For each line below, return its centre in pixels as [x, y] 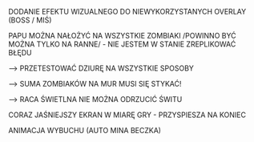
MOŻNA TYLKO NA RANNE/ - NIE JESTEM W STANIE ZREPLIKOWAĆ [122, 44]
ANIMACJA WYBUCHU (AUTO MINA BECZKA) [85, 130]
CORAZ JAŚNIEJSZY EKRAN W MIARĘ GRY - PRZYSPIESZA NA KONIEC [127, 115]
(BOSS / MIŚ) [30, 20]
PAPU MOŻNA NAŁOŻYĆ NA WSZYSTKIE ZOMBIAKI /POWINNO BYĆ [122, 36]
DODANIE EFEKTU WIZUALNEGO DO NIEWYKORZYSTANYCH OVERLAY [127, 12]
